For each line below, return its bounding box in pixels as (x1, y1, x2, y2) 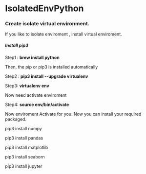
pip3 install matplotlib (5, 144, 48, 151)
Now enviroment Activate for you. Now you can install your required (5, 111, 142, 117)
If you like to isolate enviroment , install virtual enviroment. (5, 31, 122, 37)
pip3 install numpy (5, 126, 42, 132)
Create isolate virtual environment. (5, 20, 90, 27)
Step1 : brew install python (5, 54, 60, 61)
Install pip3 (5, 42, 28, 49)
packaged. (5, 116, 27, 122)
